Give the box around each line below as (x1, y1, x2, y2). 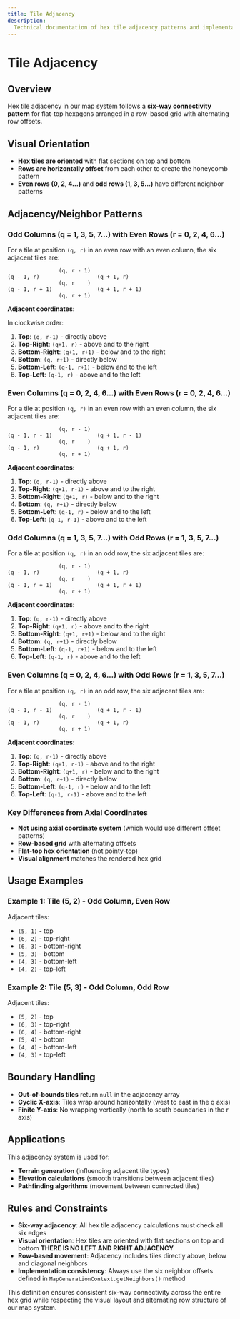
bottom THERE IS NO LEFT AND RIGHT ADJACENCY (17, 1244, 174, 1253)
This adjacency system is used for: (7, 1152, 110, 1161)
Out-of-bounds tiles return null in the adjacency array (17, 1090, 180, 1098)
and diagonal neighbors (17, 1259, 88, 1268)
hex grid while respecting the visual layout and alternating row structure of (7, 1295, 226, 1305)
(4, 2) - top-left (17, 964, 66, 973)
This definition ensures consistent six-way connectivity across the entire (7, 1288, 221, 1297)
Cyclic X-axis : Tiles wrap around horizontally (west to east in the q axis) (17, 1097, 231, 1106)
